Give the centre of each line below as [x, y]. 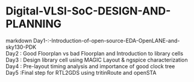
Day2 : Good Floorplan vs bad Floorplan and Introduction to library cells [95, 53]
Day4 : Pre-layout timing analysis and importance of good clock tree [90, 66]
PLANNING [33, 24]
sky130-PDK [21, 47]
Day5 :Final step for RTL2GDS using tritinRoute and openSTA [81, 72]
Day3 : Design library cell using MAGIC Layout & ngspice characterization [97, 60]
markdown [19, 40]
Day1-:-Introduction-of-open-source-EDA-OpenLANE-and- [107, 40]
